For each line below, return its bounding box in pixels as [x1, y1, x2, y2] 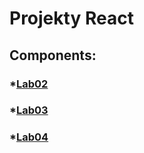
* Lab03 [9, 103, 49, 117]
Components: [9, 47, 97, 64]
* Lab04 [9, 130, 49, 144]
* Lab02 [9, 77, 49, 91]
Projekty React [9, 7, 134, 30]
